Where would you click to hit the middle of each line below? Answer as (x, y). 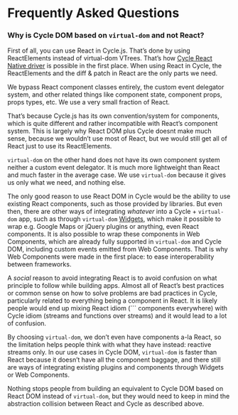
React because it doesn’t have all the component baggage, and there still (114, 360)
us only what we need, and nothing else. (66, 183)
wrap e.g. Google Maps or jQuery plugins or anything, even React (103, 227)
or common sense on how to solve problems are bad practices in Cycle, (113, 293)
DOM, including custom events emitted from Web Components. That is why (118, 249)
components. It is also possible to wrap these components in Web (104, 234)
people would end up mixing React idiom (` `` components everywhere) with (118, 308)
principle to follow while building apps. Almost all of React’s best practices (116, 286)
